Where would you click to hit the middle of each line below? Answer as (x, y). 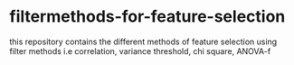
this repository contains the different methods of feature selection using (143, 42)
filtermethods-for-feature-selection (147, 17)
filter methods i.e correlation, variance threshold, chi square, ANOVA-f (140, 51)
